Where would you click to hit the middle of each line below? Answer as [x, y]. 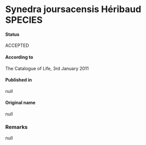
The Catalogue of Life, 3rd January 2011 [47, 68]
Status [12, 34]
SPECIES [24, 20]
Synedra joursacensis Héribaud [73, 9]
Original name [20, 103]
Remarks [16, 127]
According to [19, 57]
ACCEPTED [17, 45]
